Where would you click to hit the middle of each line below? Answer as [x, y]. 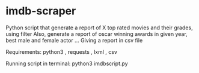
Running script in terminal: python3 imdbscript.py [67, 63]
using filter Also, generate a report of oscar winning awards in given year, [96, 34]
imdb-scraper [41, 11]
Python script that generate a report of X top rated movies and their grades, [99, 28]
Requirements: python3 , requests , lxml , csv [62, 51]
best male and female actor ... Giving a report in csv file [74, 40]
